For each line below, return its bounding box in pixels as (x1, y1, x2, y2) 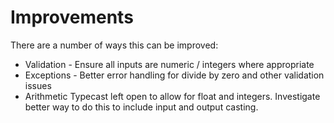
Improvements (10, 6, 134, 29)
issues (24, 79, 52, 91)
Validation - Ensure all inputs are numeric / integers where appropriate (24, 58, 315, 70)
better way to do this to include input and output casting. (24, 101, 259, 113)
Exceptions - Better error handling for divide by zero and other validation (24, 69, 325, 81)
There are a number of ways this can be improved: (10, 39, 219, 51)
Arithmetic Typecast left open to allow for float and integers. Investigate (24, 90, 321, 102)
